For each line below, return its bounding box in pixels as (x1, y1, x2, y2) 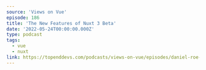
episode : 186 (6, 15, 40, 21)
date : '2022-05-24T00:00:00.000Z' (6, 26, 95, 32)
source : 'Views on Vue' (6, 9, 67, 15)
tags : (6, 37, 20, 43)
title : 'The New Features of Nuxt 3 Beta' (6, 20, 116, 26)
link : (6, 54, 20, 60)
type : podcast (6, 32, 43, 38)
